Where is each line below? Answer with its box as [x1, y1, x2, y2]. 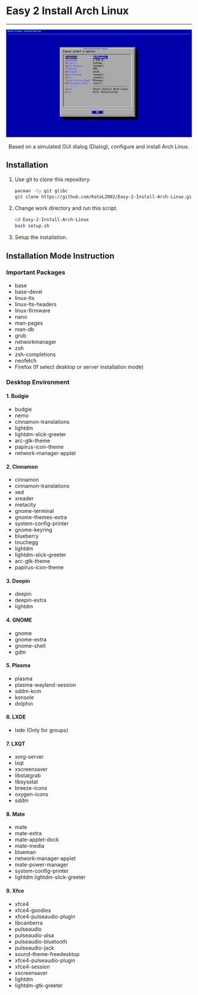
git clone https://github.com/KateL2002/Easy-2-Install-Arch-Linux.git [14, 194, 194, 200]
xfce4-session [14, 963, 50, 970]
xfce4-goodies [14, 907, 51, 914]
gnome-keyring [14, 526, 52, 533]
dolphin [14, 700, 34, 707]
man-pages [14, 319, 43, 327]
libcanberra [14, 919, 43, 926]
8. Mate [6, 811, 25, 818]
